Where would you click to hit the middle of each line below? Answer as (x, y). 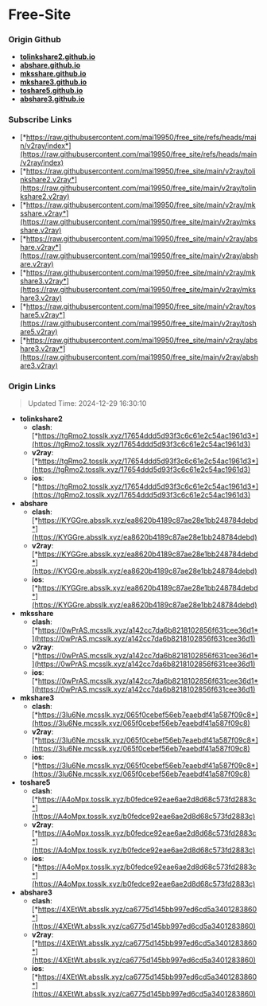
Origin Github (35, 40)
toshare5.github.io (51, 91)
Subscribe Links (40, 119)
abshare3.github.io (52, 99)
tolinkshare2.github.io (57, 57)
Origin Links (32, 386)
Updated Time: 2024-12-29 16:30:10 (87, 404)
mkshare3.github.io (53, 82)
